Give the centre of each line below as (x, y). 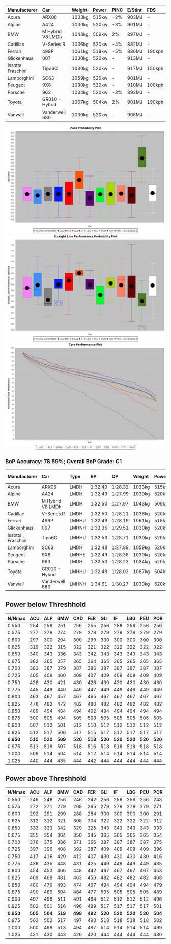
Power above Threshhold (46, 778)
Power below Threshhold (46, 604)
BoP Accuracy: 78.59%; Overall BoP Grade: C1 (64, 461)
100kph (155, 85)
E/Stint (135, 10)
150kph (155, 68)
